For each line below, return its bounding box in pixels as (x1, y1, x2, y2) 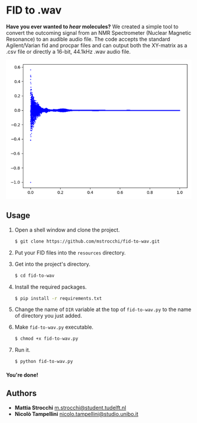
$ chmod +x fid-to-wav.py (14, 336, 78, 342)
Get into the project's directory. (14, 260, 91, 267)
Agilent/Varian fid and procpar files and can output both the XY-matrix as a (6, 42, 188, 49)
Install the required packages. (14, 283, 87, 290)
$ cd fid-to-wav (14, 272, 55, 279)
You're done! (6, 371, 38, 378)
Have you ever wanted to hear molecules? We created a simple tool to (6, 23, 179, 30)
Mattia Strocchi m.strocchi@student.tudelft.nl (14, 404, 126, 411)
